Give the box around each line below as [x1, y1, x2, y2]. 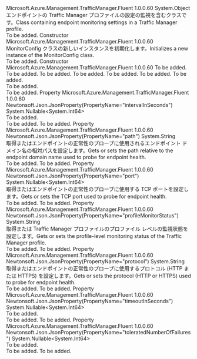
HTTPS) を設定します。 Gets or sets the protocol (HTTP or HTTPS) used [17, 272, 191, 279]
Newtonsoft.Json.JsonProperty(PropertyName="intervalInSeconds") [6, 102, 173, 108]
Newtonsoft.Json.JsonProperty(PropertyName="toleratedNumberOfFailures [6, 329, 191, 335]
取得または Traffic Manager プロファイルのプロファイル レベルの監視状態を [6, 225, 188, 232]
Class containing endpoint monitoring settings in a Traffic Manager [15, 19, 178, 26]
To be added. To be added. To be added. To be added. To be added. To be [6, 71, 187, 77]
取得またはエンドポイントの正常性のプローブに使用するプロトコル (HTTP [6, 265, 183, 271]
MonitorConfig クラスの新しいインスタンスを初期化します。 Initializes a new [6, 45, 189, 52]
